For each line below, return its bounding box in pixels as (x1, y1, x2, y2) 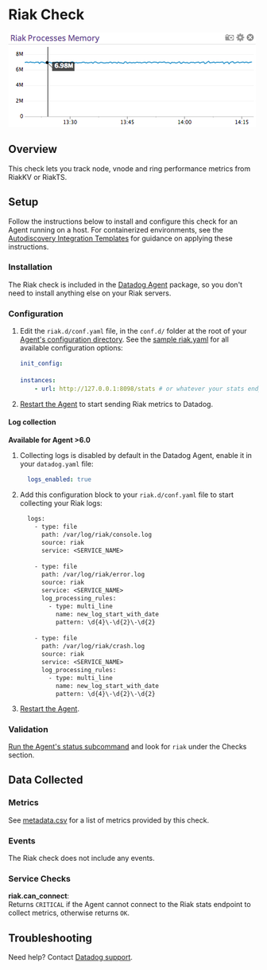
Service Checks (8, 873, 72, 884)
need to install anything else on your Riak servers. (8, 288, 172, 298)
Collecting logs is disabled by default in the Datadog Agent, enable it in (19, 450, 253, 460)
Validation (8, 723, 49, 734)
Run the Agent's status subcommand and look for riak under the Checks (8, 742, 247, 752)
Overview (8, 143, 58, 156)
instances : (19, 376, 56, 384)
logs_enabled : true (27, 475, 92, 483)
